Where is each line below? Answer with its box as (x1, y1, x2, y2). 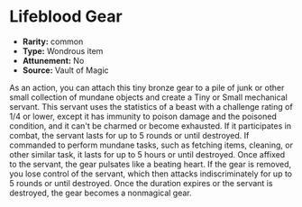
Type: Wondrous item (22, 45, 104, 56)
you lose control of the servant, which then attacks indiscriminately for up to (9, 168, 293, 179)
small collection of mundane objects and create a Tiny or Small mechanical (9, 92, 288, 103)
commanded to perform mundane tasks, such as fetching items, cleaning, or (9, 139, 293, 150)
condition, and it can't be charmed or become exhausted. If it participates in (9, 120, 291, 131)
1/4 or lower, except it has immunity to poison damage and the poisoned (9, 111, 278, 121)
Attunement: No (22, 55, 85, 66)
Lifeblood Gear (9, 6, 124, 27)
